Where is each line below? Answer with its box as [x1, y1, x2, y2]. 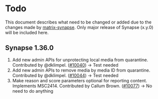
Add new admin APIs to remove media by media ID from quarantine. [12, 67, 151, 73]
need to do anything [12, 88, 53, 94]
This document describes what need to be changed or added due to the [5, 19, 152, 25]
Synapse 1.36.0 [5, 44, 54, 52]
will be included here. [5, 29, 49, 35]
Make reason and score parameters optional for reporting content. [12, 77, 147, 83]
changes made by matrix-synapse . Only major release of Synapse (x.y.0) [5, 24, 154, 30]
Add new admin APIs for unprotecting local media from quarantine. [12, 57, 149, 63]
